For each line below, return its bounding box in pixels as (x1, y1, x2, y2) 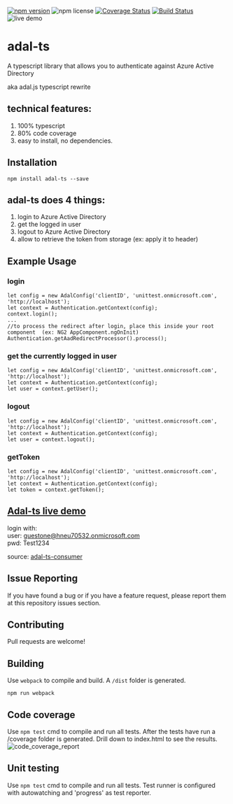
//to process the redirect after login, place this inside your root (7, 323, 215, 330)
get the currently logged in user (7, 351, 118, 360)
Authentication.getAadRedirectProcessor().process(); (7, 335, 168, 342)
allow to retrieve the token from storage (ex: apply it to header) (17, 235, 199, 244)
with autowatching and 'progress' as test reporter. (7, 788, 152, 797)
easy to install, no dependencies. (17, 136, 113, 145)
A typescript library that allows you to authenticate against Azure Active (7, 62, 214, 70)
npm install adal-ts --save (7, 175, 90, 182)
